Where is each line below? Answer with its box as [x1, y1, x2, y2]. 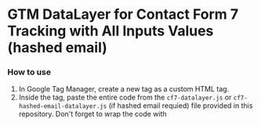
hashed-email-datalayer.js [18, 103, 107, 110]
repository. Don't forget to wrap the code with [18, 110, 167, 119]
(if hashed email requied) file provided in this [108, 101, 253, 110]
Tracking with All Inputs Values [7, 22, 214, 40]
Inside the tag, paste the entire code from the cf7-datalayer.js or [18, 92, 232, 103]
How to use [7, 67, 52, 77]
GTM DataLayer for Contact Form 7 [7, 5, 239, 23]
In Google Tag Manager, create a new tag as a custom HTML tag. [18, 85, 230, 94]
